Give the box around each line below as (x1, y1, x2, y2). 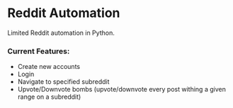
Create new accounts (17, 63, 80, 71)
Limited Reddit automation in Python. (7, 28, 115, 37)
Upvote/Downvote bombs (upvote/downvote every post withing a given (17, 85, 227, 94)
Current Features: (7, 46, 70, 56)
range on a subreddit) (17, 92, 81, 101)
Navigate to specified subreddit (17, 77, 110, 86)
